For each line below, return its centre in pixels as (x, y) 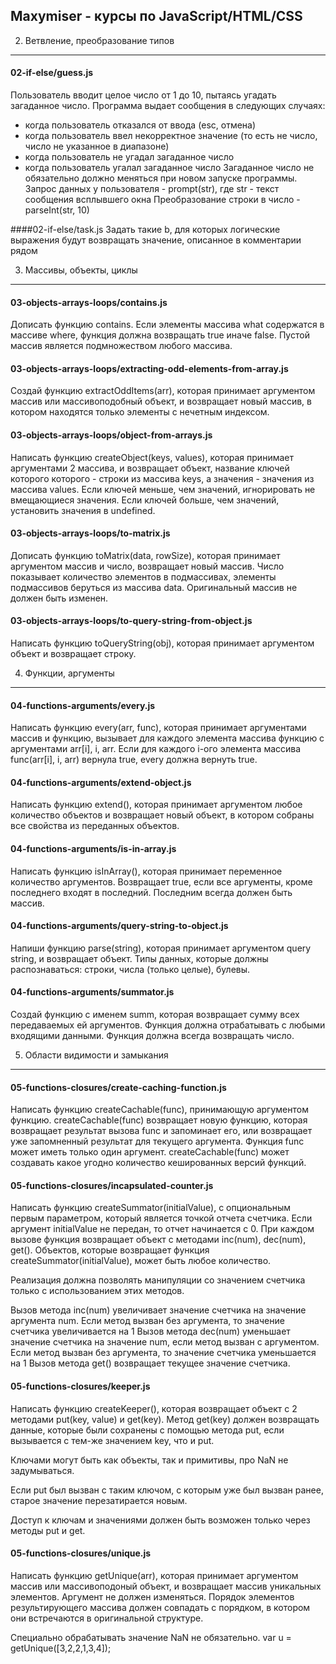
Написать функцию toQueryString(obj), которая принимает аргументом (162, 643)
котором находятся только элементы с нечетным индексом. (140, 412)
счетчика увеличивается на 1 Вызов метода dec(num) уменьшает (150, 1331)
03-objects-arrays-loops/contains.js (89, 302)
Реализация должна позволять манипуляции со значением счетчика (158, 1280)
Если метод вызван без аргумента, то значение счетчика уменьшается (163, 1353)
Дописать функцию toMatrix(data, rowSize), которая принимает (145, 555)
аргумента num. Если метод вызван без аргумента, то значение (147, 1321)
